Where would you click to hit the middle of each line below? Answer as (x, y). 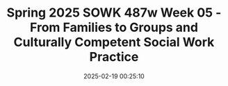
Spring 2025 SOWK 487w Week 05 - (114, 13)
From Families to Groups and (114, 27)
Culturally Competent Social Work (114, 42)
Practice (114, 57)
